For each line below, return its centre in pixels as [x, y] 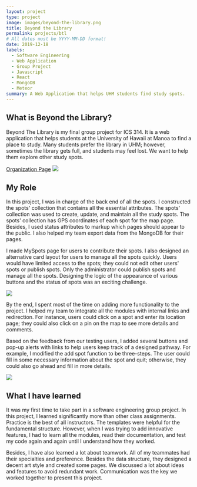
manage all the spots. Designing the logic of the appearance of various [92, 276]
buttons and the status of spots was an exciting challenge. [77, 282]
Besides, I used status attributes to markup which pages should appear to [96, 227]
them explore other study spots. [45, 157]
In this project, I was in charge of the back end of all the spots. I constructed [98, 202]
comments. [20, 330]
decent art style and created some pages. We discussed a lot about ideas [95, 465]
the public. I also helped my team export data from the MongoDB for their [95, 233]
